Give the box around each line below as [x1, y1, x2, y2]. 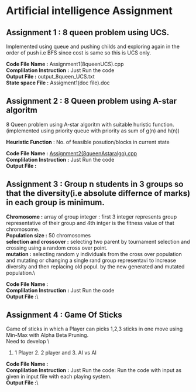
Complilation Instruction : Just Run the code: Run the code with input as [6, 367, 182, 374]
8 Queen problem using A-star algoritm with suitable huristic [6, 121, 152, 128]
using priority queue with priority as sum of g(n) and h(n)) [40, 127, 180, 134]
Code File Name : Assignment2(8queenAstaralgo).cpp [6, 149, 137, 156]
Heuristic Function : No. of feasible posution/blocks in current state [6, 138, 170, 145]
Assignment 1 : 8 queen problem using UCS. [6, 28, 170, 38]
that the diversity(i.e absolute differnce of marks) [6, 189, 191, 199]
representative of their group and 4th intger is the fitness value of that [6, 219, 174, 226]
